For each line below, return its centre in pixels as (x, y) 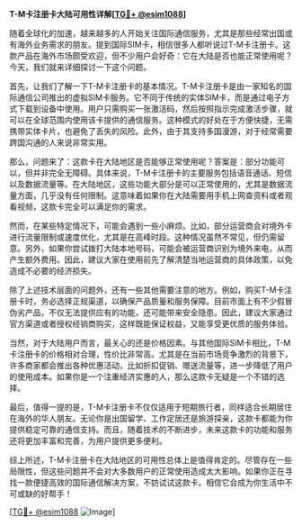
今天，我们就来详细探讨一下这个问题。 (80, 67)
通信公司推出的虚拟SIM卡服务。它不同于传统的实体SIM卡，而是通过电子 (149, 97)
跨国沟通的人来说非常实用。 (61, 142)
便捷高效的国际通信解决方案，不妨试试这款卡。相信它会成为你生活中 (159, 482)
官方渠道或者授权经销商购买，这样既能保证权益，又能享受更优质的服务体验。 (151, 324)
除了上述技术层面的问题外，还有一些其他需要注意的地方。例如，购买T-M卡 (147, 290)
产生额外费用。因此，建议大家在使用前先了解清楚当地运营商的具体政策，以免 (151, 259)
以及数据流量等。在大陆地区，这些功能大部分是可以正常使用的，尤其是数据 (147, 184)
